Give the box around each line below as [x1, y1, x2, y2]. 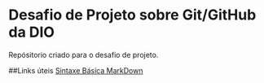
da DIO [8, 23, 55, 41]
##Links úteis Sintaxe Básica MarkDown [8, 65, 143, 75]
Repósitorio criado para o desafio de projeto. [8, 50, 159, 59]
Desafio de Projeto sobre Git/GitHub [8, 6, 257, 24]
